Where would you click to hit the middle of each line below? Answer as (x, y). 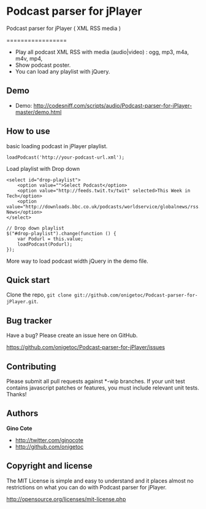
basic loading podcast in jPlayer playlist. (57, 146)
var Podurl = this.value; (51, 239)
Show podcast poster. (43, 65)
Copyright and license (50, 466)
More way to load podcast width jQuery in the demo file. (77, 261)
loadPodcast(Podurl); (45, 244)
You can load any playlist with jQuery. (63, 71)
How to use (28, 131)
